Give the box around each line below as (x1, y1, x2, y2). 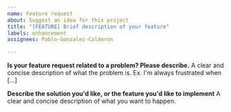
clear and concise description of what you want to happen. (7, 97, 176, 105)
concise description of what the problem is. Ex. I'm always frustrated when (7, 69, 222, 77)
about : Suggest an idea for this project (7, 17, 129, 24)
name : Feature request (7, 10, 73, 17)
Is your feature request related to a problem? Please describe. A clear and (7, 61, 224, 70)
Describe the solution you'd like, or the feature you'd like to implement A (7, 90, 221, 98)
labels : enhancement (7, 29, 67, 37)
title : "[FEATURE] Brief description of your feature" (7, 23, 170, 30)
